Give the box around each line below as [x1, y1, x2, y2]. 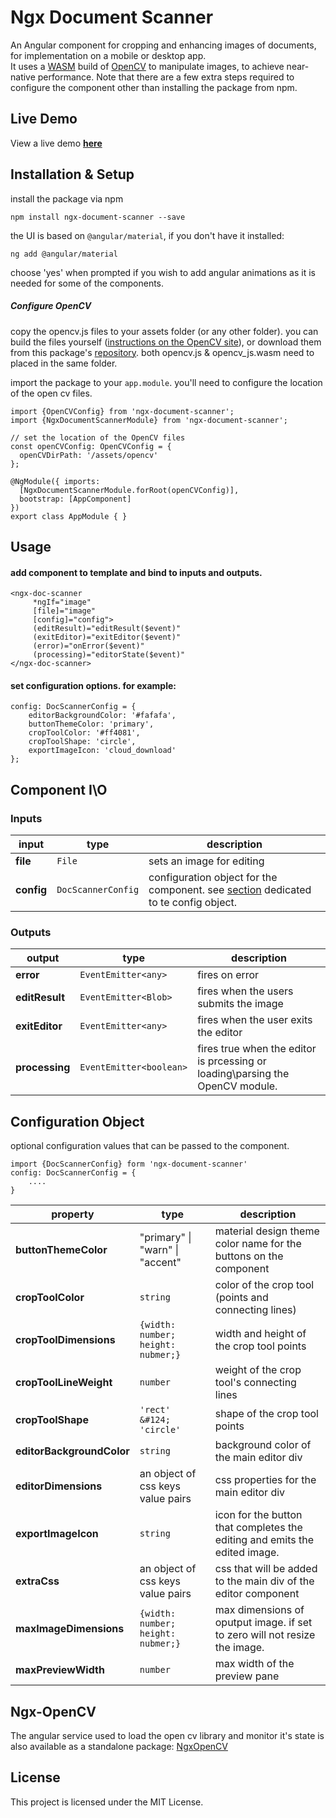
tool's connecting [214, 1376, 297, 1390]
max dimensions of [214, 1603, 305, 1617]
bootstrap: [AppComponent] [19, 494, 132, 504]
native [10, 71, 36, 83]
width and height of [214, 1327, 307, 1341]
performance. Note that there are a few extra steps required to [37, 71, 295, 83]
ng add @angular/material [10, 249, 118, 259]
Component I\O [10, 781, 108, 798]
